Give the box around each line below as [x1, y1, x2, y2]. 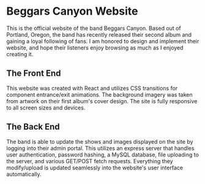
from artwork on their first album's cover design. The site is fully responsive [6, 97, 198, 105]
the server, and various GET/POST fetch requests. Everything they [6, 157, 173, 164]
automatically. [6, 170, 42, 178]
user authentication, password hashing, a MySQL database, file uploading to [6, 151, 199, 158]
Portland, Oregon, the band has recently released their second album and [6, 31, 192, 38]
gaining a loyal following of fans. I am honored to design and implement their [6, 37, 199, 45]
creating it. [6, 50, 34, 57]
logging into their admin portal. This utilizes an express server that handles [6, 144, 195, 152]
